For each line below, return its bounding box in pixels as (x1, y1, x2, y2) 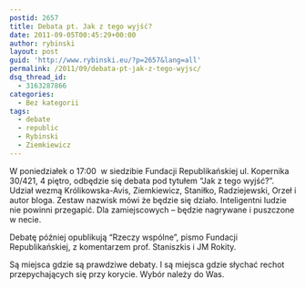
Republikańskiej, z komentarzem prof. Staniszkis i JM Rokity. (9, 241, 237, 252)
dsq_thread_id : (9, 73, 67, 82)
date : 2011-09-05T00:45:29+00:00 (9, 30, 137, 39)
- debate (17, 115, 51, 124)
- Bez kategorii (17, 98, 79, 108)
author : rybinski (9, 38, 76, 48)
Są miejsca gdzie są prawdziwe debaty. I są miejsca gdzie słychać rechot (9, 259, 285, 270)
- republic (17, 124, 59, 133)
